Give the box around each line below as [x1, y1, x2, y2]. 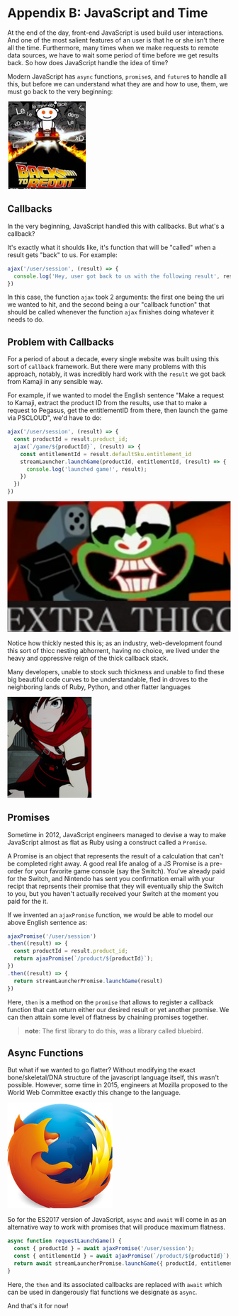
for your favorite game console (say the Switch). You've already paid [24, 866, 225, 875]
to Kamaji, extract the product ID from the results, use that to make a [7, 399, 208, 407]
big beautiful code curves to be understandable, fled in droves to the [7, 675, 208, 683]
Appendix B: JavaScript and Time [7, 5, 208, 21]
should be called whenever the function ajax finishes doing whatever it [7, 308, 215, 317]
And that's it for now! [7, 1301, 69, 1310]
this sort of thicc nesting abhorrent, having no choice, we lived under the [7, 646, 220, 654]
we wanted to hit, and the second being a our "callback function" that [7, 300, 210, 309]
